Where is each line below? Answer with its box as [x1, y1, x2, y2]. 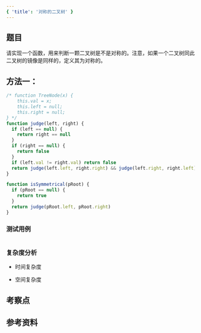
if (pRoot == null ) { [11, 187, 66, 193]
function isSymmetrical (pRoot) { [6, 181, 90, 188]
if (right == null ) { [11, 143, 66, 149]
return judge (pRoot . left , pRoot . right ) [11, 203, 111, 210]
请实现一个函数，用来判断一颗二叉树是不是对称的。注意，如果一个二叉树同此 [6, 49, 195, 57]
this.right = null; [17, 109, 66, 115]
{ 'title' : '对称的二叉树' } [6, 8, 74, 15]
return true [17, 193, 47, 199]
